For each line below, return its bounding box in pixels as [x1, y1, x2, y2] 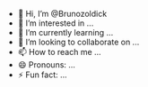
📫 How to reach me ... [17, 47, 101, 57]
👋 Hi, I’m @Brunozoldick [17, 9, 108, 19]
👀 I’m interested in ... [17, 18, 94, 28]
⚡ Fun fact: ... [17, 69, 67, 80]
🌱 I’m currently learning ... [17, 28, 114, 37]
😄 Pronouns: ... [17, 59, 76, 70]
